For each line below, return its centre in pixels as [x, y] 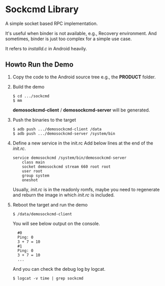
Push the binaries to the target [44, 120]
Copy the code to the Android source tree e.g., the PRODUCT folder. [84, 77]
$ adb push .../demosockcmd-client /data [57, 129]
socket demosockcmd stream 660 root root [66, 166]
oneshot [30, 180]
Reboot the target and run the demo [50, 205]
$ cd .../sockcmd [31, 96]
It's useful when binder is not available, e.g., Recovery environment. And [81, 33]
